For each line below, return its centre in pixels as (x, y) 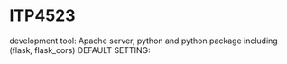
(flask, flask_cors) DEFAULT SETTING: (80, 50)
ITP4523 (42, 16)
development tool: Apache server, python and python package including (143, 41)
